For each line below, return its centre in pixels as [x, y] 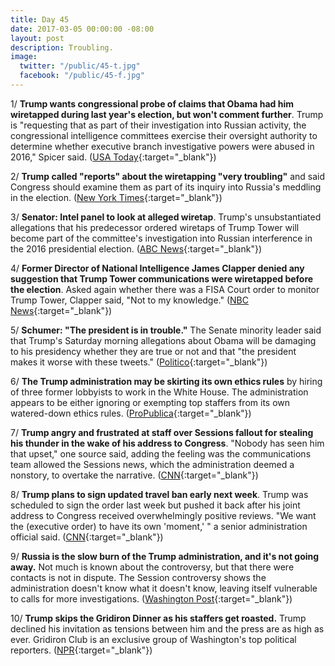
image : [24, 57]
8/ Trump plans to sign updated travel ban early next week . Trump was [159, 494]
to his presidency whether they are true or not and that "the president [153, 351]
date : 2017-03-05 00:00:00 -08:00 [82, 29]
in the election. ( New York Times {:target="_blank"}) [116, 197]
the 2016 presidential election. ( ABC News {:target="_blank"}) [136, 248]
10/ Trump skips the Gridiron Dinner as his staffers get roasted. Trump [158, 618]
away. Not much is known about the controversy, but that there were [152, 567]
